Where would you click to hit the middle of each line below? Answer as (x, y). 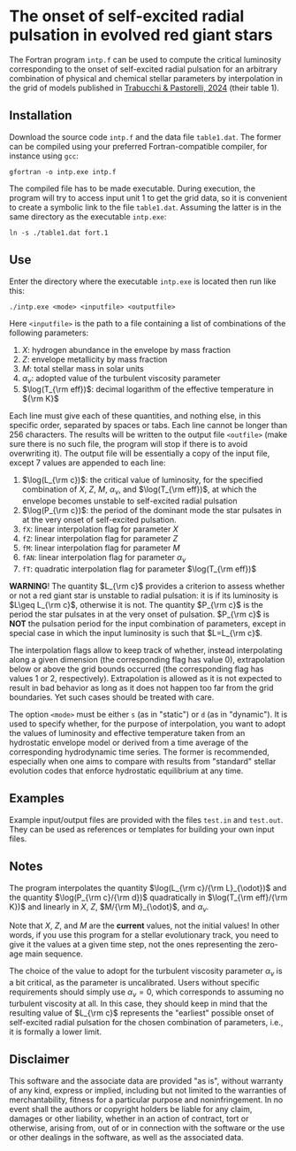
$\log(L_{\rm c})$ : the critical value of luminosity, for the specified (142, 480)
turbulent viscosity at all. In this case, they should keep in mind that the (138, 1003)
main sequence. (54, 954)
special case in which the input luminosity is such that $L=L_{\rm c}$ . (136, 633)
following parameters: (49, 333)
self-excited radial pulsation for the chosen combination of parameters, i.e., (146, 1022)
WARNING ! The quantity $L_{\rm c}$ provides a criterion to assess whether (147, 586)
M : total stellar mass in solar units (83, 368)
